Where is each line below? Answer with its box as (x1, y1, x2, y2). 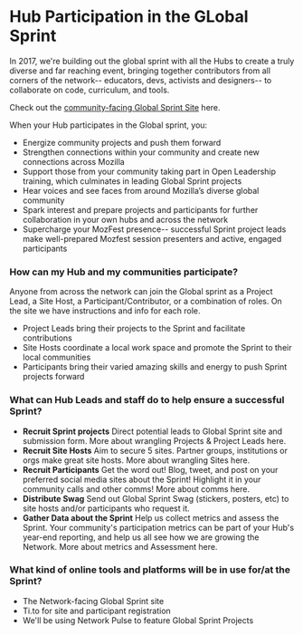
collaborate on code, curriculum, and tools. (9, 84, 170, 95)
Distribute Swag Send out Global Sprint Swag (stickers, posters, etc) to (22, 493, 289, 504)
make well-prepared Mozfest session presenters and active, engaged (22, 233, 282, 244)
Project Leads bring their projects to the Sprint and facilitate (22, 323, 246, 334)
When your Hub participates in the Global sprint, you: (9, 120, 208, 130)
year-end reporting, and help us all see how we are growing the (22, 532, 260, 543)
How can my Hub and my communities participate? (9, 265, 239, 278)
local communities (22, 351, 91, 363)
